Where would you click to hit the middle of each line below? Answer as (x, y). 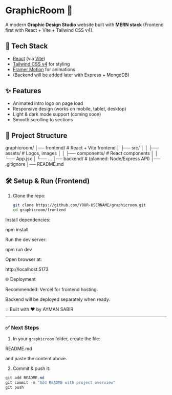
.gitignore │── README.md (35, 164)
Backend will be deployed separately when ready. (58, 299)
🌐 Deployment (20, 279)
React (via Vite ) (29, 58)
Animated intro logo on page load (48, 103)
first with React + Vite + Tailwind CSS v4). (49, 30)
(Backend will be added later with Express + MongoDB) (71, 75)
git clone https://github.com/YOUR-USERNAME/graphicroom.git (79, 205)
